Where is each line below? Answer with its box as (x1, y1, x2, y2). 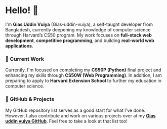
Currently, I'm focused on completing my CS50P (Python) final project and (5, 67, 161, 73)
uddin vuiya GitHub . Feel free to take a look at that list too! (5, 118, 128, 124)
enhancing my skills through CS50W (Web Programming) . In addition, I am (5, 72, 162, 78)
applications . (5, 42, 33, 49)
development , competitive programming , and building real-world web (5, 37, 154, 44)
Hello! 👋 (5, 5, 39, 16)
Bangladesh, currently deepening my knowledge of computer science (5, 26, 151, 32)
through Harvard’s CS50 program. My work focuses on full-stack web (5, 32, 152, 38)
